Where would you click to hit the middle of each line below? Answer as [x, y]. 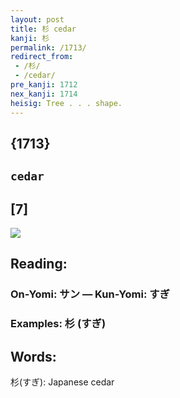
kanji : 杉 [30, 38]
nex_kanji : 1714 [44, 94]
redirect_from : [42, 57]
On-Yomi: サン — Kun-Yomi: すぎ [90, 294]
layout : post [37, 19]
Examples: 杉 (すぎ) [58, 324]
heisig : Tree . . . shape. [66, 103]
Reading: [39, 264]
